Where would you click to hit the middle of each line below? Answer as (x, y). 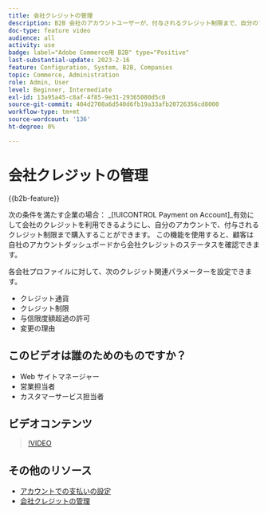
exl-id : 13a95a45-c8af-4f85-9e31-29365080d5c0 (87, 97)
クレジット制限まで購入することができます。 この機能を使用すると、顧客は (131, 234)
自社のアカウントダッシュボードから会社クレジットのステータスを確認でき (130, 245)
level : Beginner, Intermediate (60, 90)
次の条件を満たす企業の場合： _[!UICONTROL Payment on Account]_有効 (128, 214)
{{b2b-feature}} (34, 198)
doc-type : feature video (49, 30)
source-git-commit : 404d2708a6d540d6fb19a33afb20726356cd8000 (114, 104)
